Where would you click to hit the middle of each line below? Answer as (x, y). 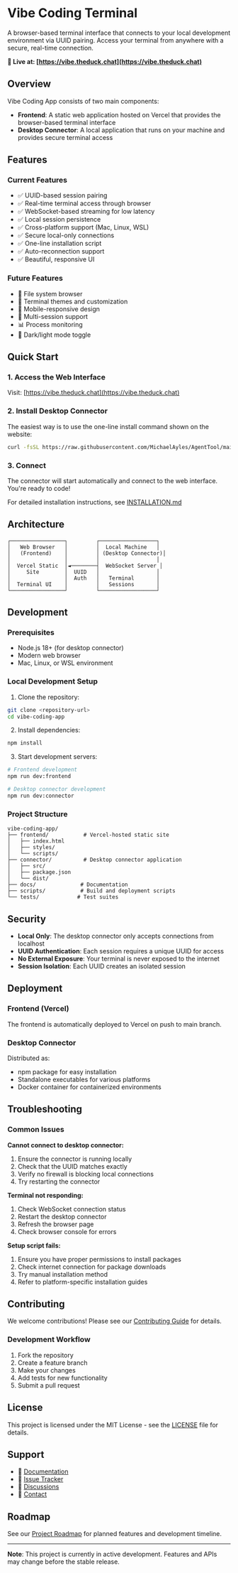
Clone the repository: (49, 697)
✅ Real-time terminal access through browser (84, 203)
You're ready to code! (39, 488)
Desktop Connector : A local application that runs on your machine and (121, 130)
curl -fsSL (23, 447)
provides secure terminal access (65, 137)
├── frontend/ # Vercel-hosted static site (89, 835)
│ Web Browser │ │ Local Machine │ (84, 547)
